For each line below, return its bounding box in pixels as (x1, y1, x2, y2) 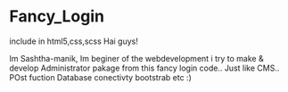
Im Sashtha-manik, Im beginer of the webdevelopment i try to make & (9, 53, 265, 63)
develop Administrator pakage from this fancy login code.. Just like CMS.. (9, 63, 280, 73)
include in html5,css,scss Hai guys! (9, 36, 138, 46)
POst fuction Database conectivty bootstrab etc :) (9, 71, 192, 82)
